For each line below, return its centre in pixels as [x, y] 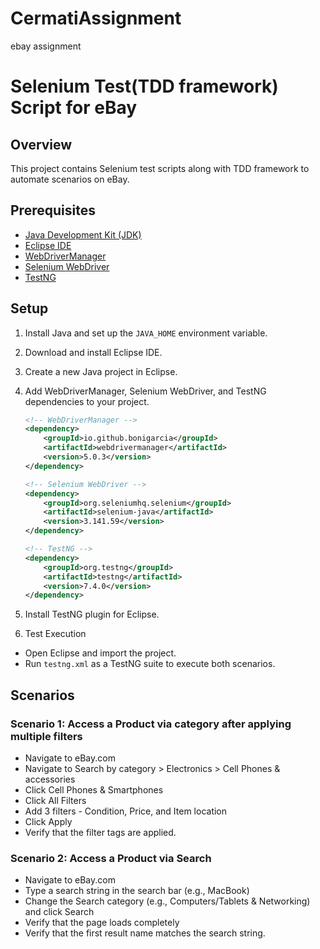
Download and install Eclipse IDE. [93, 352]
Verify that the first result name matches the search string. [145, 933]
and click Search [59, 912]
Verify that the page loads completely [102, 923]
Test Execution [55, 634]
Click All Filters [55, 800]
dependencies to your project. [87, 401]
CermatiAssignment [96, 18]
